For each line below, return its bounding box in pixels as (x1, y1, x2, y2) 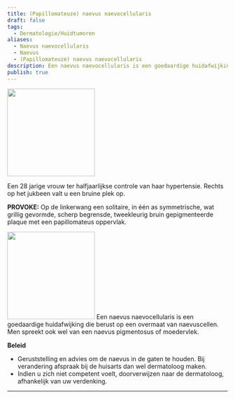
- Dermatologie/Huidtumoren (13, 29, 96, 37)
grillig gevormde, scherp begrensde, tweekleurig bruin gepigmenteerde (7, 210, 214, 218)
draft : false (7, 17, 45, 24)
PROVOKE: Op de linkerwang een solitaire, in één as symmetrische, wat (7, 202, 215, 211)
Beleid (7, 341, 27, 349)
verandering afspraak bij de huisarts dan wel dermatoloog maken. (17, 362, 208, 370)
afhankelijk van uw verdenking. (17, 377, 107, 385)
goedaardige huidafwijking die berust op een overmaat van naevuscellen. (7, 320, 219, 328)
